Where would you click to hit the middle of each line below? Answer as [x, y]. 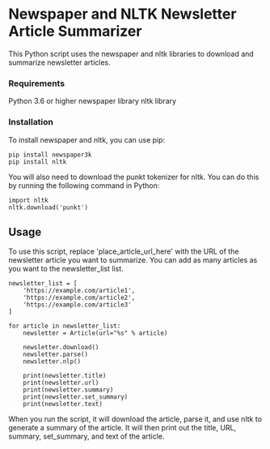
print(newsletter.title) [65, 376]
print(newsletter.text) [63, 404]
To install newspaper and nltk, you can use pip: [87, 139]
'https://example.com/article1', [79, 291]
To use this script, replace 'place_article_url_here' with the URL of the [124, 251]
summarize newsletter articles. [59, 62]
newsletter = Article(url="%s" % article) [95, 333]
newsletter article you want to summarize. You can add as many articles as [133, 260]
